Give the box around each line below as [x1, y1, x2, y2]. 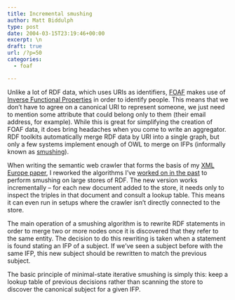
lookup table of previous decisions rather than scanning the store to [7, 278, 203, 286]
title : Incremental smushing [7, 10, 93, 18]
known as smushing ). [7, 147, 69, 156]
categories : [7, 56, 42, 63]
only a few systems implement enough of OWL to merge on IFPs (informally [7, 139, 226, 148]
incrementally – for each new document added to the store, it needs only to [7, 183, 224, 191]
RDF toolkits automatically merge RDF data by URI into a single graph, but [7, 132, 220, 141]
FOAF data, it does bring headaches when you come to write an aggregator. [7, 125, 227, 133]
